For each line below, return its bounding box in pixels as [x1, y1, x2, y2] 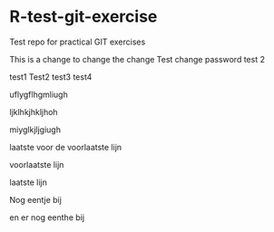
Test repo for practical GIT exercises [9, 36, 146, 47]
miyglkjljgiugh [9, 124, 62, 135]
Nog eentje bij [9, 194, 62, 205]
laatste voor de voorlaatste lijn [9, 141, 122, 152]
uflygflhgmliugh [9, 89, 68, 100]
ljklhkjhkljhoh [9, 106, 58, 117]
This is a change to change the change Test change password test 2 [9, 53, 266, 64]
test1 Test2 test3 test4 [9, 71, 93, 82]
